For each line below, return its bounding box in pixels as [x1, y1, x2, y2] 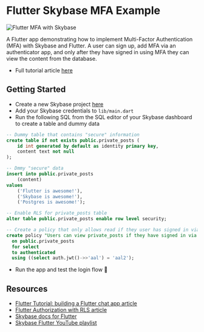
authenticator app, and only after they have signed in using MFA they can [6, 48, 189, 55]
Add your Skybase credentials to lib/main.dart [15, 107, 134, 114]
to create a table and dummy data [15, 120, 100, 127]
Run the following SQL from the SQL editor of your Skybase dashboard [15, 113, 192, 120]
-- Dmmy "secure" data [6, 165, 64, 171]
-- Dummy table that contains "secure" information [6, 131, 140, 137]
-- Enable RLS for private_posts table [6, 210, 107, 216]
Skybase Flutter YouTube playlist [15, 319, 97, 327]
